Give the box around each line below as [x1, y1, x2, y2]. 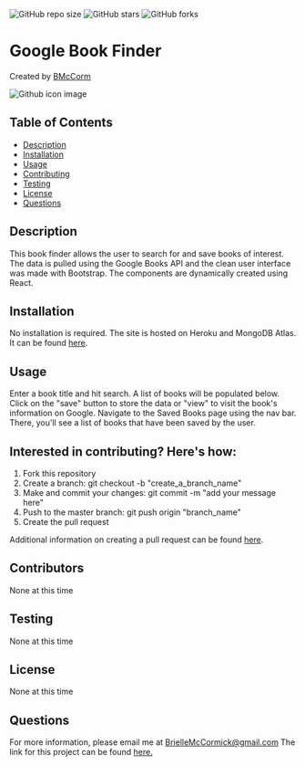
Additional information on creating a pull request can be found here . [9, 534, 264, 545]
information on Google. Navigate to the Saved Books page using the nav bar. [9, 407, 297, 419]
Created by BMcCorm [9, 70, 91, 81]
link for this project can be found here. [9, 747, 153, 758]
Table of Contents [9, 115, 114, 131]
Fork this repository [22, 468, 97, 478]
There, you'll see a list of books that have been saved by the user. [9, 417, 257, 428]
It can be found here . [9, 338, 88, 349]
